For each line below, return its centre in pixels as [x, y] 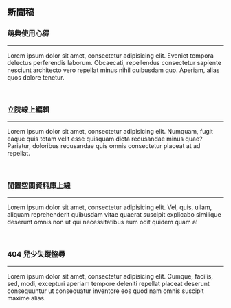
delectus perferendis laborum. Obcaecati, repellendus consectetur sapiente [114, 62]
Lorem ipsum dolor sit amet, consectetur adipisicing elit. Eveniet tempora [111, 55]
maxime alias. [26, 298]
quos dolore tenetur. [36, 77]
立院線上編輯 [29, 110]
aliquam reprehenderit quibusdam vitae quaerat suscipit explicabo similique [114, 215]
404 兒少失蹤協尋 [36, 254]
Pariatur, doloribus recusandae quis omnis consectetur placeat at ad [104, 145]
